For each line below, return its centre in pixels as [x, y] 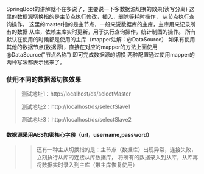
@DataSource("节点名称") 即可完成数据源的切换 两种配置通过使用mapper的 [100, 54]
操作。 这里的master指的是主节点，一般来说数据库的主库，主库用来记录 [101, 24]
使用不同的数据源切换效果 [44, 79]
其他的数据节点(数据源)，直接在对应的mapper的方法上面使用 [82, 47]
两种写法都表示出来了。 [36, 62]
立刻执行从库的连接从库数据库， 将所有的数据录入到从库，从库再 [117, 157]
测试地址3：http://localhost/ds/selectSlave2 [76, 120]
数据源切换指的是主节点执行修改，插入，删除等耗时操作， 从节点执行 [103, 16]
